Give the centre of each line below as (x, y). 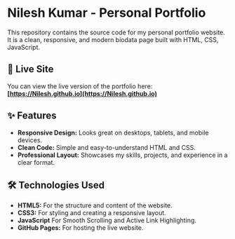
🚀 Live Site (31, 69)
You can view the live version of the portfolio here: (80, 86)
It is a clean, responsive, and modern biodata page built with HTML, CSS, (113, 39)
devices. (30, 140)
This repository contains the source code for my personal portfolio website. (116, 32)
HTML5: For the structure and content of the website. (95, 205)
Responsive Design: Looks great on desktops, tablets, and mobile (113, 132)
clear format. (36, 162)
